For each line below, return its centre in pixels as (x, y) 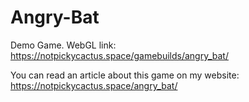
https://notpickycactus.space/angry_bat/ (94, 85)
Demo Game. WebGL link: (63, 45)
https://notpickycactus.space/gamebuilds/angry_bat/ (119, 55)
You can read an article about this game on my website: (125, 75)
